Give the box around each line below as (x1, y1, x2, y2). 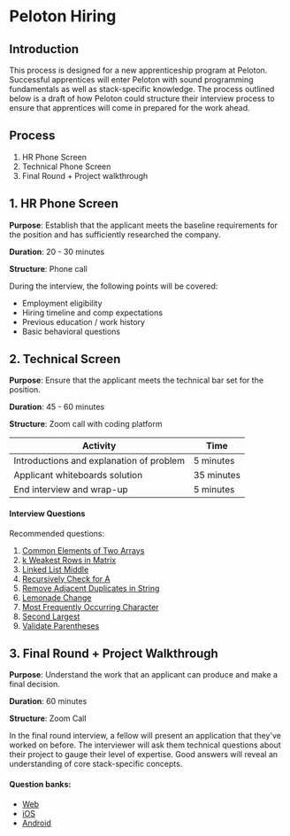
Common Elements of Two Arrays (21, 545, 145, 555)
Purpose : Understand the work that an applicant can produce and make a (9, 670, 279, 680)
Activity (82, 440, 117, 453)
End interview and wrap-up (13, 484, 128, 496)
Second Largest (21, 611, 80, 622)
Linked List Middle (21, 564, 89, 575)
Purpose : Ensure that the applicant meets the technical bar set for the (9, 375, 263, 386)
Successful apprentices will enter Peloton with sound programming (9, 74, 254, 85)
